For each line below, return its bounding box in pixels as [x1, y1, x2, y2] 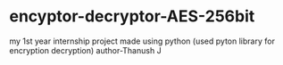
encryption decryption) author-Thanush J [9, 45, 162, 55]
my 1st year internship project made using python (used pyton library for [9, 36, 275, 46]
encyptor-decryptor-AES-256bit [9, 6, 255, 27]
